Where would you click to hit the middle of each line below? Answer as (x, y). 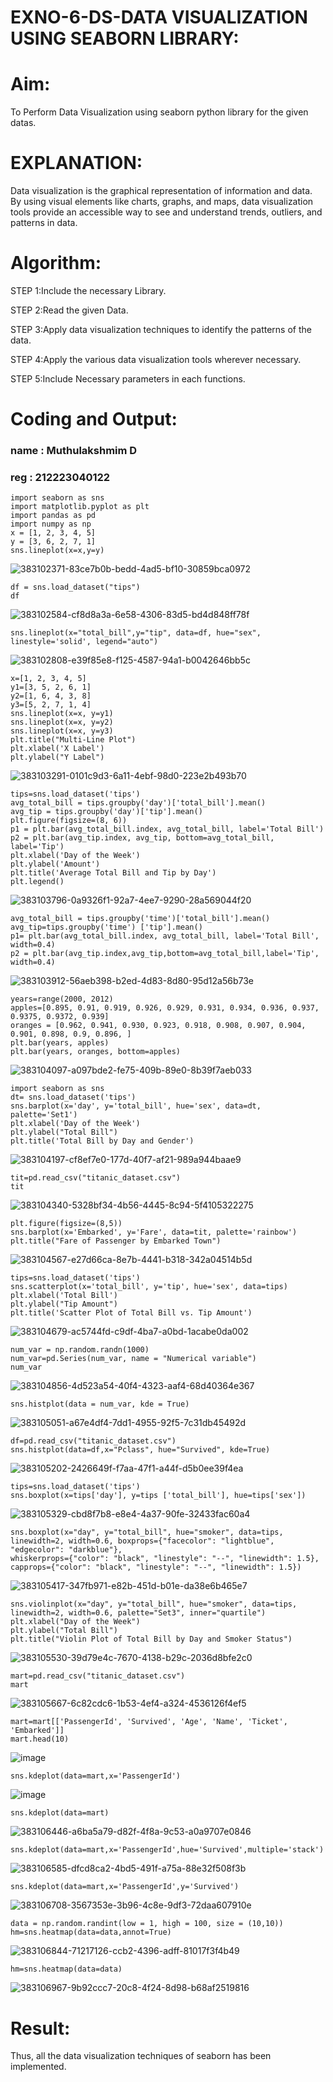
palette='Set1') (44, 1115)
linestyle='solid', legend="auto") (84, 642)
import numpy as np (51, 524)
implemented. (38, 2067)
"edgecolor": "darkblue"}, (66, 1550)
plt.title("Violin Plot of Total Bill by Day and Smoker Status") (151, 1639)
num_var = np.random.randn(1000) (80, 1350)
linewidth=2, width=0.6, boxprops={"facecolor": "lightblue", (142, 1541)
